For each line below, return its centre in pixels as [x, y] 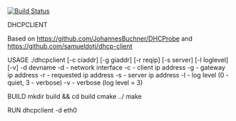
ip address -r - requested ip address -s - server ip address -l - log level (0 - [118, 75]
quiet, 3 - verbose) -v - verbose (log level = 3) [75, 83]
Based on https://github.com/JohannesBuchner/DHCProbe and [100, 38]
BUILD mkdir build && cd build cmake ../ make [75, 96]
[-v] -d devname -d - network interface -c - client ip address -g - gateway [117, 67]
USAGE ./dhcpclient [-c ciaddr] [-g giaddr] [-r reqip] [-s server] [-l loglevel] [118, 60]
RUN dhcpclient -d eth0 [42, 110]
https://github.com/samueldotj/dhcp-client [70, 46]
